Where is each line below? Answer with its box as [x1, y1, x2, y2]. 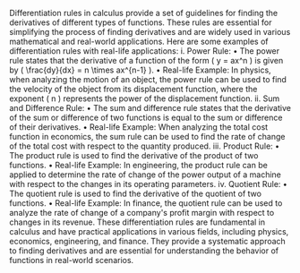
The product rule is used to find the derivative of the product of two [9, 150, 259, 160]
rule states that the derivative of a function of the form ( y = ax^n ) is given [9, 55, 284, 65]
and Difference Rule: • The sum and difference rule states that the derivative [9, 103, 291, 113]
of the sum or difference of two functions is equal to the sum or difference [9, 112, 283, 123]
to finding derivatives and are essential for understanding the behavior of [9, 245, 279, 256]
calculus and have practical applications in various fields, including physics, [9, 226, 289, 236]
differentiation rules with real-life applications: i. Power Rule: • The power [9, 46, 280, 56]
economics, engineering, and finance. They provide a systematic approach [9, 236, 287, 246]
